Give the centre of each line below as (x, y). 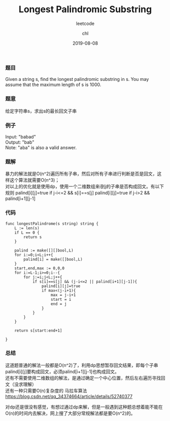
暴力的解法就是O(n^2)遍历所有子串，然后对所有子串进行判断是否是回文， (81, 174)
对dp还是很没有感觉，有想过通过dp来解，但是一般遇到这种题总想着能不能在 (84, 407)
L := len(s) (27, 228)
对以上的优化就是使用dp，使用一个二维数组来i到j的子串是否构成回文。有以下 (84, 186)
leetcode (85, 23)
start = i (61, 299)
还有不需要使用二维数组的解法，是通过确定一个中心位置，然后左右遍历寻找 (83, 378)
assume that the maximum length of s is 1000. (53, 85)
